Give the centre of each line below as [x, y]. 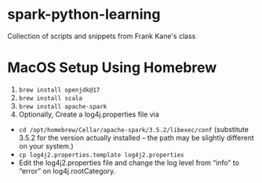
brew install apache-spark [63, 106]
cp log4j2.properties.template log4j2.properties [102, 155]
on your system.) [46, 145]
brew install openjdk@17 [59, 90]
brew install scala [51, 98]
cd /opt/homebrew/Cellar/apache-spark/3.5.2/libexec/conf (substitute [133, 129]
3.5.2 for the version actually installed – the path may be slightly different [136, 138]
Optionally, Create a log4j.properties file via [89, 114]
